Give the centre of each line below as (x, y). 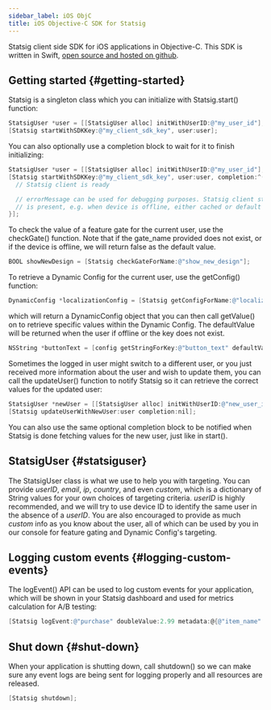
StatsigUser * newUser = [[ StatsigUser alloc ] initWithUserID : (115, 404)
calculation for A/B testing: (52, 606)
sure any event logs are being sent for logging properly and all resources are (136, 675)
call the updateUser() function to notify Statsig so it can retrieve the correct (133, 380)
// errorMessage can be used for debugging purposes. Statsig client (135, 199)
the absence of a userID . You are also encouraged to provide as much (125, 515)
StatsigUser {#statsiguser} (78, 461)
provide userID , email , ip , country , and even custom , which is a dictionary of (135, 489)
